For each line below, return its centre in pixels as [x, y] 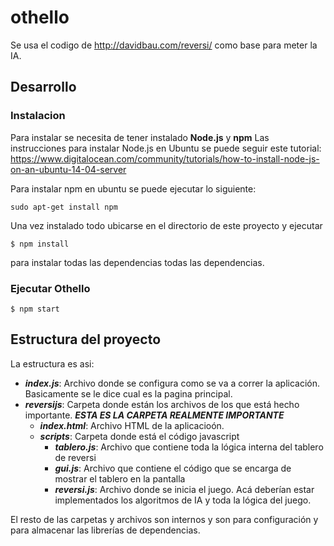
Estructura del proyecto [86, 339]
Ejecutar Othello [50, 288]
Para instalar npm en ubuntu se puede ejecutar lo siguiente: [133, 188]
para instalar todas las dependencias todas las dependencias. [137, 262]
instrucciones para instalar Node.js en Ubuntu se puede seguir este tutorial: [166, 148]
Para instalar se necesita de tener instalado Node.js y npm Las [140, 137]
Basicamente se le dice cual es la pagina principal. [128, 393]
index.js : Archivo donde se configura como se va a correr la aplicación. [172, 383]
